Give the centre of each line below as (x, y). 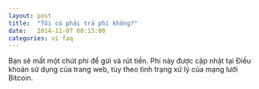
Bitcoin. (21, 78)
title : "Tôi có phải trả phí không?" (73, 23)
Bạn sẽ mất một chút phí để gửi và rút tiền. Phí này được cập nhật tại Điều (129, 61)
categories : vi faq (41, 38)
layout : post (30, 16)
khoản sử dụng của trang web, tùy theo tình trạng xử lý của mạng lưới (123, 70)
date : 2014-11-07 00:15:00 (57, 30)
